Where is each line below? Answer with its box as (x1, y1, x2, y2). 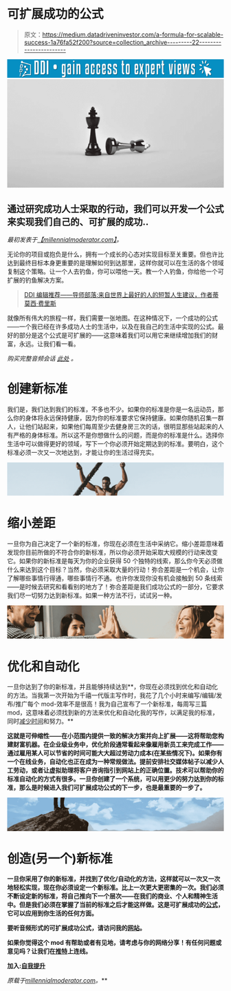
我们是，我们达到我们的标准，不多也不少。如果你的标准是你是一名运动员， (7, 405, 218, 413)
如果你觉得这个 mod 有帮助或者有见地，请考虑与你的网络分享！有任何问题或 (7, 939, 222, 947)
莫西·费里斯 (23, 299, 56, 307)
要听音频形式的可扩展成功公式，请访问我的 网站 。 (7, 924, 146, 932)
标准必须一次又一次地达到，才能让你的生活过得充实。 (7, 448, 158, 456)
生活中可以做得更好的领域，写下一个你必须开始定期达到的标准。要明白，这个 (7, 439, 224, 448)
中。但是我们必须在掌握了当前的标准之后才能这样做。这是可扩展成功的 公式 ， (7, 901, 224, 909)
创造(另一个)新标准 (7, 850, 113, 866)
